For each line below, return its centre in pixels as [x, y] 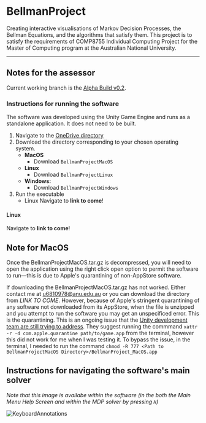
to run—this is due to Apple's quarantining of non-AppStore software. [94, 276]
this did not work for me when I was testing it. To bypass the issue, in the [98, 340]
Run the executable [40, 194]
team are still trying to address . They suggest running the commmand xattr [102, 327]
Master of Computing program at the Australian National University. [91, 48]
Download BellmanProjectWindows [76, 188]
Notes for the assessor [51, 73]
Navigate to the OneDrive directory [59, 136]
